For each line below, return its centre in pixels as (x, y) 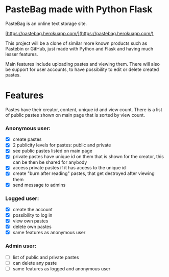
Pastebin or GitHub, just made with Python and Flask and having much (79, 48)
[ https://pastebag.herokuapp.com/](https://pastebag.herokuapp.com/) (80, 33)
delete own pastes (32, 227)
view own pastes (30, 221)
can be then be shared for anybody (50, 162)
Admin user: (21, 246)
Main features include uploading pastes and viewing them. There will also (82, 64)
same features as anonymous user (49, 233)
